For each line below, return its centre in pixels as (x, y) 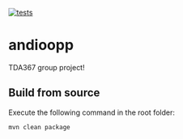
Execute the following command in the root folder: (92, 112)
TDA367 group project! (47, 67)
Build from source (54, 93)
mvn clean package (39, 127)
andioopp (41, 45)
